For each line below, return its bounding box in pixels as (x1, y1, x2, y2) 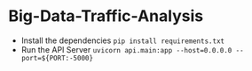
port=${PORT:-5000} (20, 53, 94, 62)
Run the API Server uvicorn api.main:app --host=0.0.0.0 (20, 44, 232, 54)
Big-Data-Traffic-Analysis (8, 6, 204, 26)
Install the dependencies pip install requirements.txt (20, 35, 225, 46)
